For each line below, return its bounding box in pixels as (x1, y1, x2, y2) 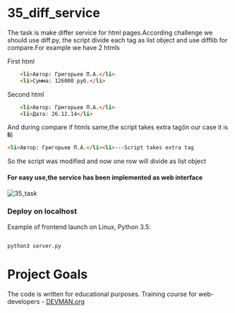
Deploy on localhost (7, 206, 78, 216)
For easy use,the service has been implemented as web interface (7, 173, 203, 182)
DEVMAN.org (45, 297, 85, 305)
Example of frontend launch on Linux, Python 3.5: (7, 223, 152, 231)
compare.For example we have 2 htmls (7, 43, 120, 52)
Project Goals (7, 266, 88, 282)
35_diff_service (7, 5, 100, 21)
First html (7, 57, 35, 65)
